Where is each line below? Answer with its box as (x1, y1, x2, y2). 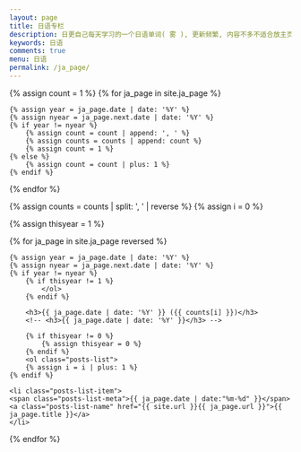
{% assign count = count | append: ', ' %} (25, 128, 191, 137)
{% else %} (9, 152, 50, 161)
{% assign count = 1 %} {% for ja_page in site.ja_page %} (9, 87, 221, 99)
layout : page (9, 13, 58, 22)
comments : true (9, 47, 66, 56)
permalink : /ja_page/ (9, 64, 90, 73)
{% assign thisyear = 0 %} (41, 339, 142, 348)
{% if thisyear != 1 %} (25, 276, 115, 285)
